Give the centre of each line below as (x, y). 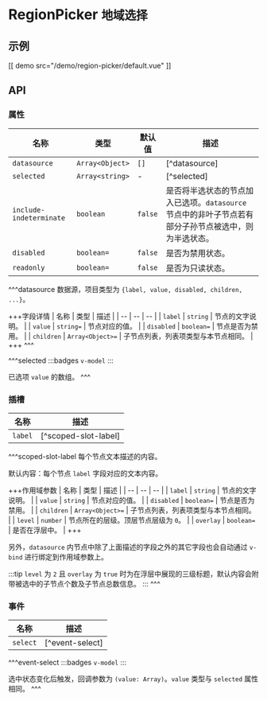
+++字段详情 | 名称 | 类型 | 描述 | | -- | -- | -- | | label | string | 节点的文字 (129, 316)
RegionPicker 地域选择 (78, 15)
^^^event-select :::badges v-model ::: (68, 663)
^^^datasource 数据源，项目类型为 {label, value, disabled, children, (126, 289)
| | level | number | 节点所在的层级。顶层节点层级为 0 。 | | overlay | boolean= (132, 520)
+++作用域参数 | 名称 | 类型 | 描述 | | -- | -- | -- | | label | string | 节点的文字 (132, 490)
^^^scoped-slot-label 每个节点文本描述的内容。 (85, 456)
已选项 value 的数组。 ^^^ (50, 376)
